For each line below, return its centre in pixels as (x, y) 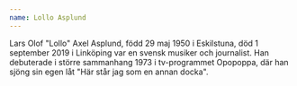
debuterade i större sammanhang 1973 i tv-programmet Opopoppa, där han (149, 62)
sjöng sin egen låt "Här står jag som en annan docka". (109, 72)
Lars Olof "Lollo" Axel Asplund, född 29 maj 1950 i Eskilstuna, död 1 (134, 43)
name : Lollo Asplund (48, 17)
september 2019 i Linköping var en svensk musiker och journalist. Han (139, 52)
